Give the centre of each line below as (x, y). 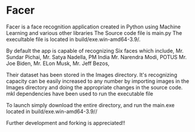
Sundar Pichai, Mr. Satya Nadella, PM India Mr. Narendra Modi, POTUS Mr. (97, 57)
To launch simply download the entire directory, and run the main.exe (90, 105)
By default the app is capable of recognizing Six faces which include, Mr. (95, 50)
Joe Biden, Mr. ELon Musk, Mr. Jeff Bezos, (58, 63)
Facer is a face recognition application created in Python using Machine (94, 27)
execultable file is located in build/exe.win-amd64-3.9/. (73, 39)
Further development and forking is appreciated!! (66, 123)
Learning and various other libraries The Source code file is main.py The (94, 33)
